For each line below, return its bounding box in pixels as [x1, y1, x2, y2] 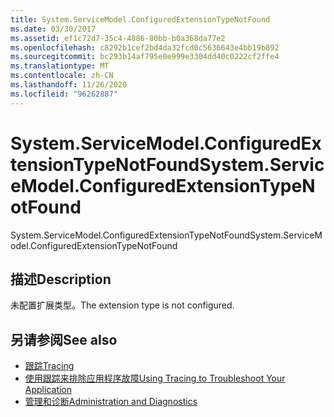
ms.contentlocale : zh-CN [10, 71, 114, 81]
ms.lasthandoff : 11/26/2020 [10, 80, 128, 90]
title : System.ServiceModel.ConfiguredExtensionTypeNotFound [10, 14, 271, 25]
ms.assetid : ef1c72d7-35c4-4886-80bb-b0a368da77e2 [10, 33, 226, 43]
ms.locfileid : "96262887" [10, 89, 118, 99]
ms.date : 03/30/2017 [10, 24, 97, 34]
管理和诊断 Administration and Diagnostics [24, 396, 198, 408]
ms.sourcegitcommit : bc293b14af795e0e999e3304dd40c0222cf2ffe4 [10, 52, 280, 62]
